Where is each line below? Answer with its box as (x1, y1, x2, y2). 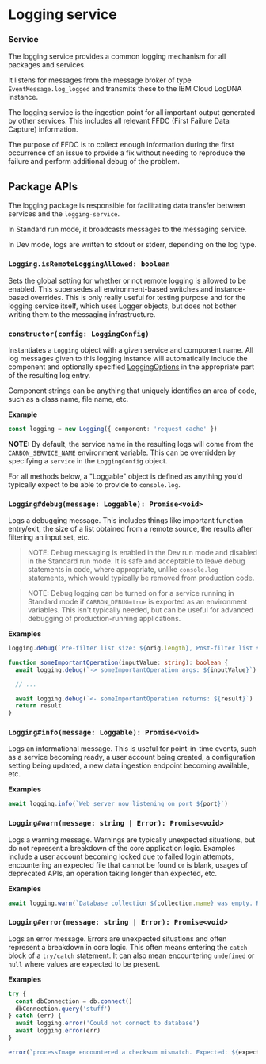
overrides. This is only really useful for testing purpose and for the (30, 292, 247, 302)
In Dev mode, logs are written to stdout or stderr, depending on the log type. (8, 240, 257, 250)
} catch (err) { (8, 1012, 62, 1020)
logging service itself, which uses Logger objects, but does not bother (8, 301, 237, 311)
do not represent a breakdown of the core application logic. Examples (8, 843, 236, 852)
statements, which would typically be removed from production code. (27, 573, 255, 583)
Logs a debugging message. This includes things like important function (8, 516, 244, 525)
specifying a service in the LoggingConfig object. (8, 456, 168, 465)
